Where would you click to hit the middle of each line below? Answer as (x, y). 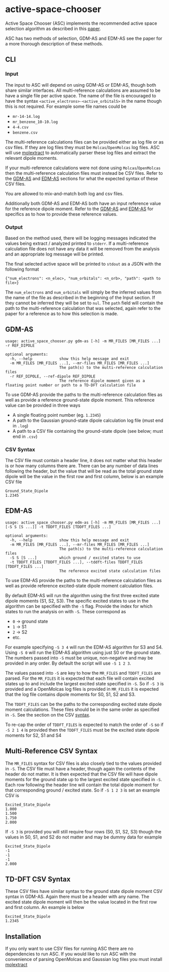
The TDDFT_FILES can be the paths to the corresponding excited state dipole (83, 704)
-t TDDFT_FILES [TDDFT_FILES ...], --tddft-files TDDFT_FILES (76, 562)
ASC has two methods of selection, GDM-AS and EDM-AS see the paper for (84, 38)
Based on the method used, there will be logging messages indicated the (81, 238)
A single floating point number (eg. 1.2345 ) (57, 415)
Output (14, 227)
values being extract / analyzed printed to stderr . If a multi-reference (77, 243)
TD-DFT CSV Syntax (38, 880)
